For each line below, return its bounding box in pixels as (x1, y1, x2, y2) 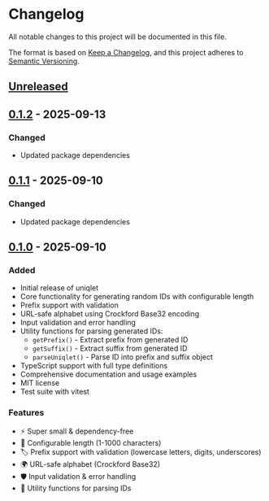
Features (8, 407, 45, 419)
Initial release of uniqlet (20, 283, 99, 293)
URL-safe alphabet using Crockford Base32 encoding (20, 309, 200, 319)
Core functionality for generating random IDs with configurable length (20, 292, 254, 302)
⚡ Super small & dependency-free (20, 426, 134, 436)
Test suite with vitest (20, 387, 89, 397)
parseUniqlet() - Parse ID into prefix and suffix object (32, 352, 214, 362)
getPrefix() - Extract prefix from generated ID (32, 335, 189, 345)
